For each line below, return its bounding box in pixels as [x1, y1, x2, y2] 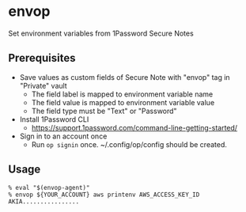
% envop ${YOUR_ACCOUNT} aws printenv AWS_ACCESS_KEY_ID [8, 191, 200, 199]
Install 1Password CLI [19, 114, 89, 124]
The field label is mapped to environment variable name [31, 89, 214, 99]
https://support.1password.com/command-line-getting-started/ [31, 123, 238, 132]
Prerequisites [8, 51, 76, 65]
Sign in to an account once [19, 131, 108, 141]
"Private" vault [19, 81, 67, 90]
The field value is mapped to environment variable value [31, 97, 215, 107]
